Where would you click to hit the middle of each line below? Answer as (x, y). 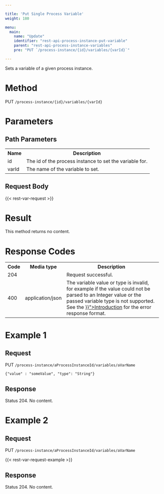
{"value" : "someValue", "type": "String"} (50, 374)
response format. (86, 313)
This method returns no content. (38, 232)
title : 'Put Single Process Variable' (44, 14)
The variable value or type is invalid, (108, 283)
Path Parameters (31, 139)
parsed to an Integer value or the (104, 295)
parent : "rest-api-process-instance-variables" (63, 46)
